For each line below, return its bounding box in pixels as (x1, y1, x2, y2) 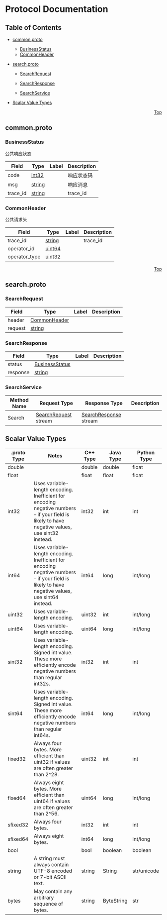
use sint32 (33, 530, 59, 537)
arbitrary (33, 894, 54, 901)
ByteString (102, 897, 128, 904)
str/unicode (132, 867, 160, 874)
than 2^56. (33, 810, 59, 817)
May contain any (33, 888, 73, 895)
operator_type (7, 253, 41, 260)
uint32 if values (33, 759, 71, 766)
